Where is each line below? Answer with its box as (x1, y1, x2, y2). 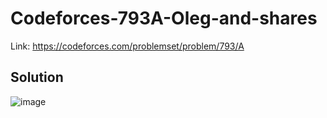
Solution (10, 69, 64, 86)
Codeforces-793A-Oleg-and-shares (10, 7, 318, 30)
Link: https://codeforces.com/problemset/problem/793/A (10, 40, 245, 52)
